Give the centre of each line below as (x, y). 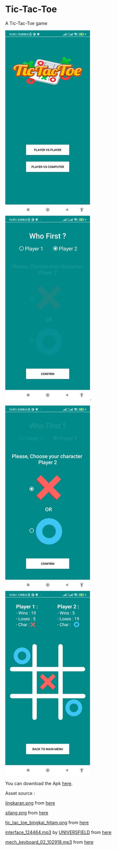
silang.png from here (27, 813)
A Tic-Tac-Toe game (26, 23)
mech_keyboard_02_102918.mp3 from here (49, 842)
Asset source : (20, 793)
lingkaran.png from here (30, 803)
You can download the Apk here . (39, 783)
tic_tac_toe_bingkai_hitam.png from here (47, 822)
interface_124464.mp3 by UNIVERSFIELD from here (59, 832)
